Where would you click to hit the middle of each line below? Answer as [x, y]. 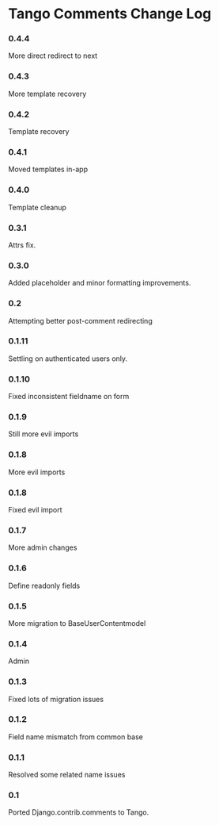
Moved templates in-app [48, 169]
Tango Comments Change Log [110, 14]
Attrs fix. [22, 245]
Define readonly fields [44, 585]
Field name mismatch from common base [76, 737]
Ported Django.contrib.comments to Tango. [79, 812]
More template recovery [47, 94]
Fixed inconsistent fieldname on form [69, 397]
